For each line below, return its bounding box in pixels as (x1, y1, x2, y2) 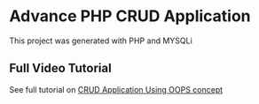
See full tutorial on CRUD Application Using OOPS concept (9, 84, 224, 94)
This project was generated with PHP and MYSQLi (9, 35, 192, 46)
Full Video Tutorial (9, 61, 113, 76)
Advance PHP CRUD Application (9, 6, 251, 26)
